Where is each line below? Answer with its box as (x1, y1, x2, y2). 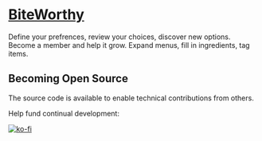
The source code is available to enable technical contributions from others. (8, 93, 255, 103)
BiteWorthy (8, 6, 85, 24)
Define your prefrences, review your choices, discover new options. (8, 32, 231, 41)
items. (8, 49, 29, 58)
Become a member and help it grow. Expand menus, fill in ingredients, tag (8, 40, 250, 49)
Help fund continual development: (8, 108, 119, 118)
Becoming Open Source (8, 72, 129, 85)
